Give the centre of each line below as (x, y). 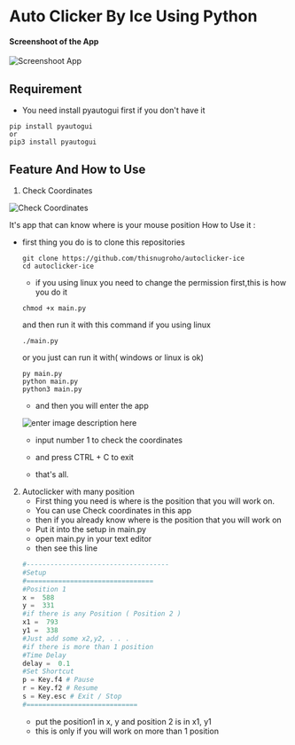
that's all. (52, 474)
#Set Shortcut (48, 671)
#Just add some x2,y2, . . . (76, 639)
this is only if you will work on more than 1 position (127, 731)
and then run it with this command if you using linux (116, 325)
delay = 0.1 (46, 663)
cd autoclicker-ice (58, 267)
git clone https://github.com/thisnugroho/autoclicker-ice (133, 259)
